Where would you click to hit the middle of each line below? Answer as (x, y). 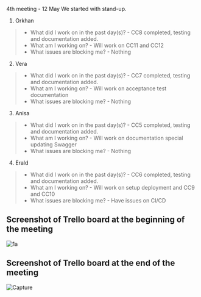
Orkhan (25, 20)
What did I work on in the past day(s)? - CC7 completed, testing (110, 75)
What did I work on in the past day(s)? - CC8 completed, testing (110, 32)
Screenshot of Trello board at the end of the (91, 263)
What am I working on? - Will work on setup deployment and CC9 (112, 188)
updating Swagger (54, 145)
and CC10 (43, 194)
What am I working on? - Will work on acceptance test (98, 88)
